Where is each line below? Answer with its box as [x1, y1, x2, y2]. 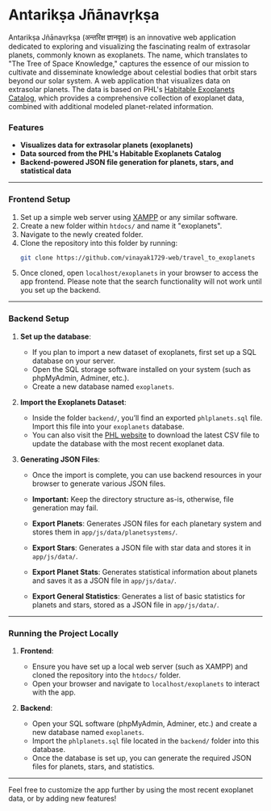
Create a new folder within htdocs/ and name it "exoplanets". [19, 221, 223, 230]
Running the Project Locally [8, 627, 119, 639]
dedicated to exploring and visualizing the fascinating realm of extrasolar [8, 41, 251, 51]
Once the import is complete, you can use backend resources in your [31, 470, 262, 479]
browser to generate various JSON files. [31, 479, 166, 488]
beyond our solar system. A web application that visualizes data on [8, 75, 231, 86]
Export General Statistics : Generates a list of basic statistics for [31, 591, 246, 601]
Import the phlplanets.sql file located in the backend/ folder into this [31, 736, 260, 746]
